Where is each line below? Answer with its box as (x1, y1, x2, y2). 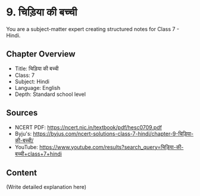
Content (6, 167, 37, 178)
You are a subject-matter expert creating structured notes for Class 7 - (6, 25, 180, 32)
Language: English (14, 84, 61, 91)
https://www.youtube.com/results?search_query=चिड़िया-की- (39, 143, 184, 151)
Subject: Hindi (14, 77, 49, 85)
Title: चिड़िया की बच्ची (14, 65, 59, 72)
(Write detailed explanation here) (6, 183, 87, 191)
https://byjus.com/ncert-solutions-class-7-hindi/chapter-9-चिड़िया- (33, 130, 194, 137)
